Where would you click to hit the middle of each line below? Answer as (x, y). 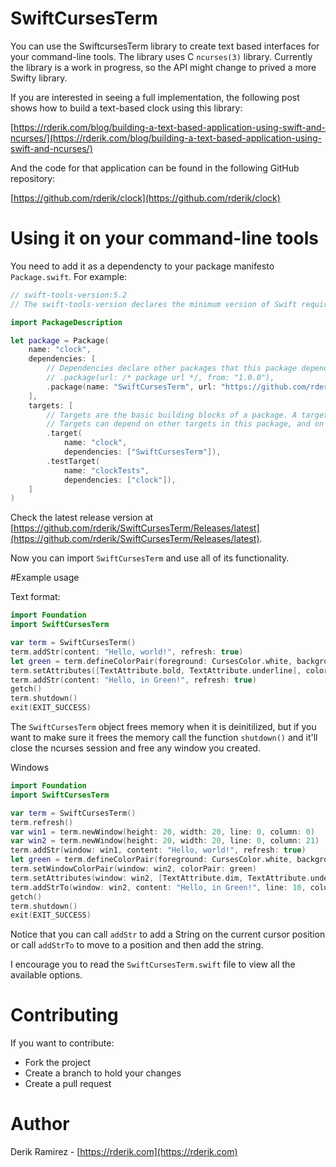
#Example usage (45, 578)
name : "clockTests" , (106, 470)
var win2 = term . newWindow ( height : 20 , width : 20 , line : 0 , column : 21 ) (165, 841)
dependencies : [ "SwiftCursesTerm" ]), (142, 452)
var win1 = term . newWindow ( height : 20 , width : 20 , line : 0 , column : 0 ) (163, 832)
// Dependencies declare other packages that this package (172, 368)
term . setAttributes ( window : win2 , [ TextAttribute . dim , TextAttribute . (160, 878)
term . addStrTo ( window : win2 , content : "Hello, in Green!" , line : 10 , (158, 887)
